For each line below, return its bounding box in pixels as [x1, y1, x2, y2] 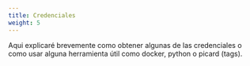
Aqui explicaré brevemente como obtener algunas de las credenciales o [8, 40, 243, 49]
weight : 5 [8, 19, 41, 27]
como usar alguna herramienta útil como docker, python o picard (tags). [8, 49, 243, 58]
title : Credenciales [8, 11, 77, 20]
